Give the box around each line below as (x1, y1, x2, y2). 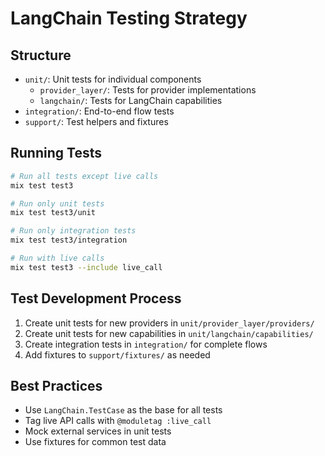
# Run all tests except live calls (10, 171, 159, 181)
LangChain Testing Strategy (10, 7, 248, 30)
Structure (10, 47, 72, 64)
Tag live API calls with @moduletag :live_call (24, 415, 212, 427)
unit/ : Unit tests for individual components (24, 73, 202, 85)
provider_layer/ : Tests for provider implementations (39, 84, 257, 96)
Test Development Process (10, 290, 182, 307)
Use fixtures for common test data (24, 436, 167, 448)
